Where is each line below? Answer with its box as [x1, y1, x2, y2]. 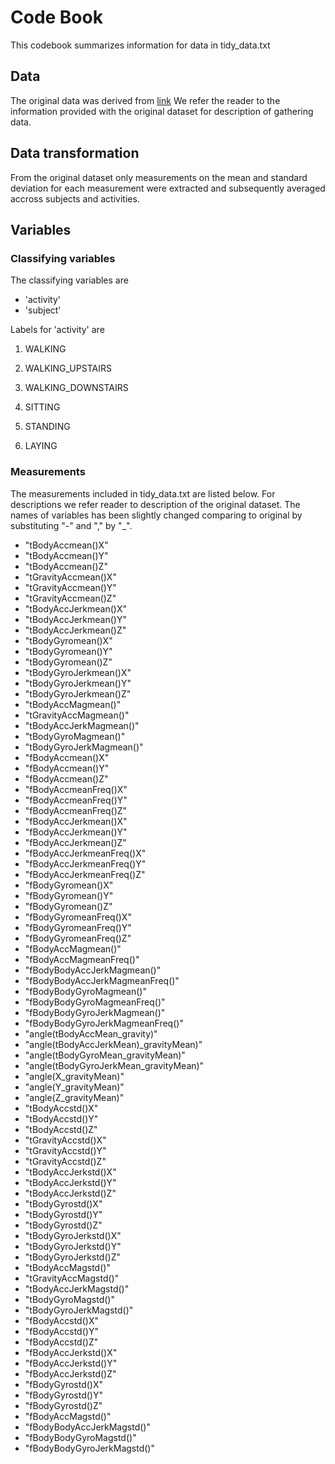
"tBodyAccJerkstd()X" [24, 1166, 117, 1178]
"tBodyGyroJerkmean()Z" [24, 687, 132, 700]
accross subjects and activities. [10, 192, 140, 205]
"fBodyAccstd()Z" [24, 1336, 99, 1348]
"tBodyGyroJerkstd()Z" [24, 1251, 121, 1263]
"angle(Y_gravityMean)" [24, 1081, 125, 1093]
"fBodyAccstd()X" [24, 1314, 99, 1326]
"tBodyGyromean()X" [24, 634, 113, 646]
